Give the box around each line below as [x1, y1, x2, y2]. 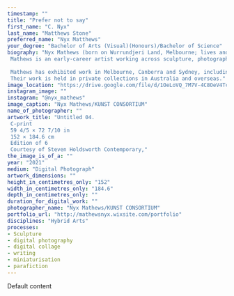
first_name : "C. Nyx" [7, 23, 70, 30]
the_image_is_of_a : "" [7, 153, 73, 160]
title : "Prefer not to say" [7, 17, 89, 24]
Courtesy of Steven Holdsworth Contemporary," [10, 146, 148, 153]
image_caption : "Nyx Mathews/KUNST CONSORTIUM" [7, 101, 148, 108]
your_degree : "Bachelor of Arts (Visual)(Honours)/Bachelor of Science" [7, 42, 223, 49]
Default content [7, 281, 52, 290]
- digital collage [7, 243, 61, 251]
